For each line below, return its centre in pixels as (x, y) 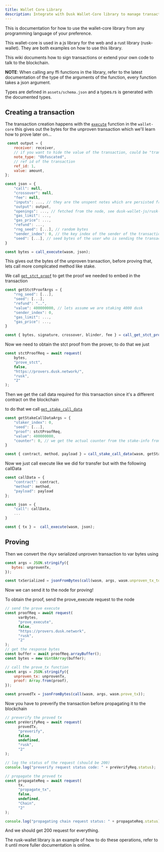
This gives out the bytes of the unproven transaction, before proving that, (79, 261)
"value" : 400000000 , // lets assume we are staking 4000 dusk (78, 308)
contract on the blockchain (32, 400)
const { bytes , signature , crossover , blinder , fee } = (63, 335)
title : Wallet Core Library (34, 10)
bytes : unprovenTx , (31, 567)
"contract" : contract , (37, 482)
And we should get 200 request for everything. (52, 831)
